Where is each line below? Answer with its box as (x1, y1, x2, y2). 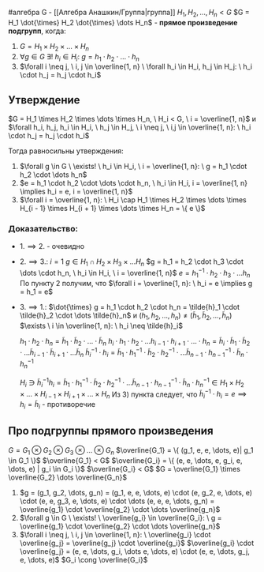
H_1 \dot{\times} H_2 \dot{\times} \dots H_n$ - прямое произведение (8, 17, 238, 27)
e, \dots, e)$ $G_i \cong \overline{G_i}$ (19, 555, 148, 564)
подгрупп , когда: (8, 26, 67, 36)
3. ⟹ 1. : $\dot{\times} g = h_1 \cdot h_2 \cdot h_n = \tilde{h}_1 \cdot (19, 302, 240, 311)
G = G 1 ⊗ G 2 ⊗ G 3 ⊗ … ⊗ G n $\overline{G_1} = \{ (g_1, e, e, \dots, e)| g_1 (8, 445, 254, 457)
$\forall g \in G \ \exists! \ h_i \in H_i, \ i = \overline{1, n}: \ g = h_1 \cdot (19, 162, 247, 171)
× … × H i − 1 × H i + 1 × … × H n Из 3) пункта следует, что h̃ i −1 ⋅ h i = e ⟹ (19, 388, 247, 401)
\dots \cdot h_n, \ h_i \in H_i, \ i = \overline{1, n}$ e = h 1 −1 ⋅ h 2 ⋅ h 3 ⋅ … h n (19, 267, 251, 280)
